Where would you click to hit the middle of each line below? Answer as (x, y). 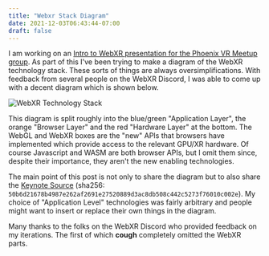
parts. (18, 244)
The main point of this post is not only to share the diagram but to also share (134, 177)
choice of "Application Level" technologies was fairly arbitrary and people (130, 202)
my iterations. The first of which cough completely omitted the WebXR (125, 235)
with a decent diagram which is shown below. (84, 87)
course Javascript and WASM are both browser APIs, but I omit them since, (133, 152)
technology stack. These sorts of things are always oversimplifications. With (134, 71)
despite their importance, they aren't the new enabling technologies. (121, 161)
